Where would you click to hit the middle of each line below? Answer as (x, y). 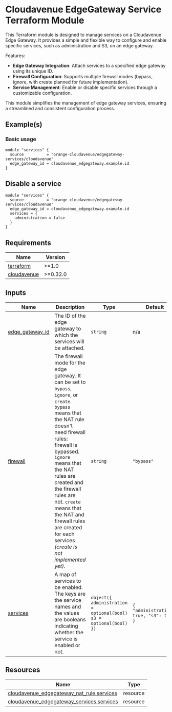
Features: (15, 56)
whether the (69, 633)
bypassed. (67, 451)
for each (64, 534)
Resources (23, 670)
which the (66, 335)
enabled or (68, 646)
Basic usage (21, 139)
